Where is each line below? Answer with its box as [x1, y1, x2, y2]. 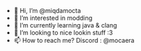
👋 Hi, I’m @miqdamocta [13, 7, 81, 14]
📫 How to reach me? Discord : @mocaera [13, 37, 135, 44]
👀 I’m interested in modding [13, 14, 92, 22]
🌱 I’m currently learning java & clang [13, 21, 117, 29]
